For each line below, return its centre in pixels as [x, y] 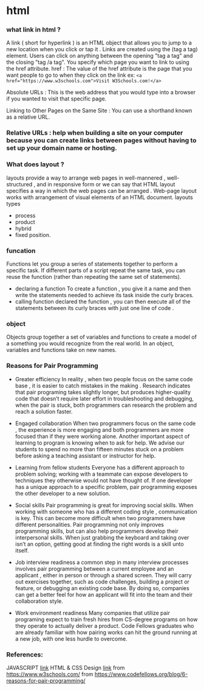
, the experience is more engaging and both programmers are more [99, 429]
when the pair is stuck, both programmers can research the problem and [106, 405]
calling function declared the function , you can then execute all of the [103, 301]
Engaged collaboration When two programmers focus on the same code [105, 423]
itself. [22, 550]
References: [25, 654]
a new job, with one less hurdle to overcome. [71, 639]
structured [19, 184]
